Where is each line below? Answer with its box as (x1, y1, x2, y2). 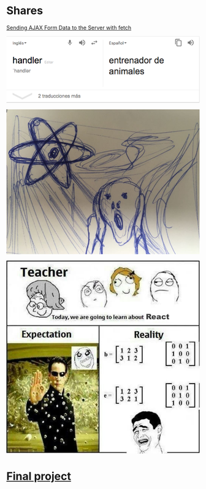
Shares (6, 4, 44, 18)
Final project (6, 469, 72, 483)
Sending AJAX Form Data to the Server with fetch (6, 24, 132, 31)
